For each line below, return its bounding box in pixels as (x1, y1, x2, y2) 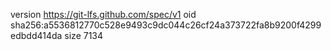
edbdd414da (10, 30, 63, 41)
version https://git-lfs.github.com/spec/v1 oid (10, 9, 197, 20)
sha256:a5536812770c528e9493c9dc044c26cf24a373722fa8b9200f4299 (10, 19, 322, 31)
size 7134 (64, 30, 104, 41)
